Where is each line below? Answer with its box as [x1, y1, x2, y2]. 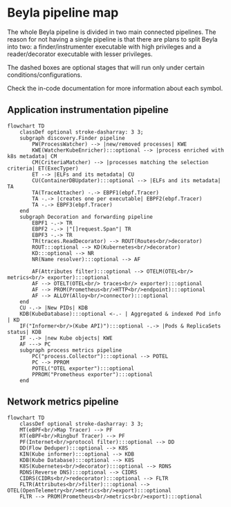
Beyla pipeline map [7, 5, 119, 21]
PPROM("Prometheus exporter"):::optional [32, 371, 154, 378]
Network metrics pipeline [7, 396, 119, 408]
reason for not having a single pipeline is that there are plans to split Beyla [7, 35, 218, 43]
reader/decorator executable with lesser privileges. [7, 50, 153, 58]
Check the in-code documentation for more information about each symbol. [7, 84, 223, 92]
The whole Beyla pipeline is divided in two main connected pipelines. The [7, 28, 216, 36]
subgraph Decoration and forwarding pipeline [19, 213, 154, 220]
